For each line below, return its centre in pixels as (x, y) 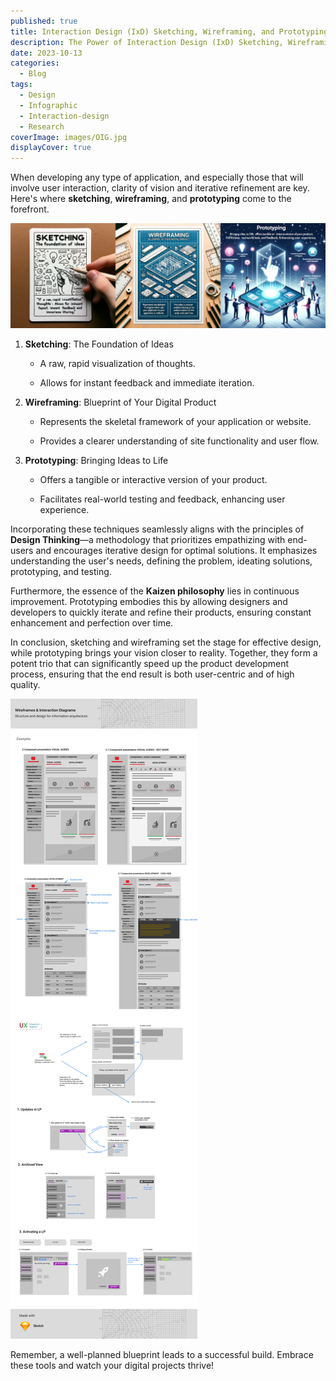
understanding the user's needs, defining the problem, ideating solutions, (161, 561)
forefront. (30, 209)
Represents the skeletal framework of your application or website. (175, 421)
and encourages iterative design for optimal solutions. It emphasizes (176, 550)
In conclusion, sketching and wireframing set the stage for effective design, (166, 642)
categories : (35, 63)
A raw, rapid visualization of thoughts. (117, 363)
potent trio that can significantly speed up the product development (149, 663)
